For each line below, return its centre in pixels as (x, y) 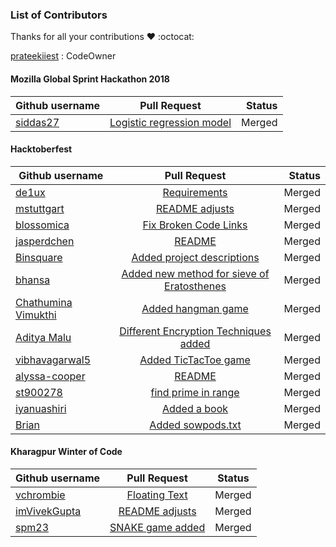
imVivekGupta (48, 511)
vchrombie (40, 495)
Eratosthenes (195, 286)
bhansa (33, 280)
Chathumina (44, 302)
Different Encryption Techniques (195, 331)
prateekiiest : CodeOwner (63, 56)
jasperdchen (45, 241)
